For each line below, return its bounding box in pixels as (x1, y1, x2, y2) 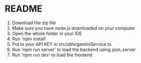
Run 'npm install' (12, 36, 47, 42)
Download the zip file (12, 20, 56, 26)
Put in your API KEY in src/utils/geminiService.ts (12, 41, 111, 47)
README (5, 3, 43, 15)
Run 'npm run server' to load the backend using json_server (12, 46, 136, 52)
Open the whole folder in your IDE (12, 30, 82, 36)
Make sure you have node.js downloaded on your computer (12, 25, 135, 31)
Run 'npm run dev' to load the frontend (12, 51, 93, 58)
